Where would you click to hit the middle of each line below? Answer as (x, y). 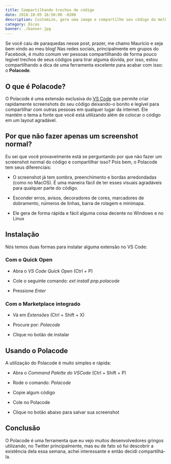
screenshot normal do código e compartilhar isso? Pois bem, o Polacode (81, 162)
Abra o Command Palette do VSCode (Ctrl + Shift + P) (69, 372)
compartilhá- (152, 451)
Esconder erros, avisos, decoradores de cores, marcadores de (78, 198)
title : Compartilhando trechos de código (50, 10)
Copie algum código (34, 392)
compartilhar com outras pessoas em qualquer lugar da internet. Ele (77, 109)
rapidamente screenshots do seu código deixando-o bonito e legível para (82, 104)
